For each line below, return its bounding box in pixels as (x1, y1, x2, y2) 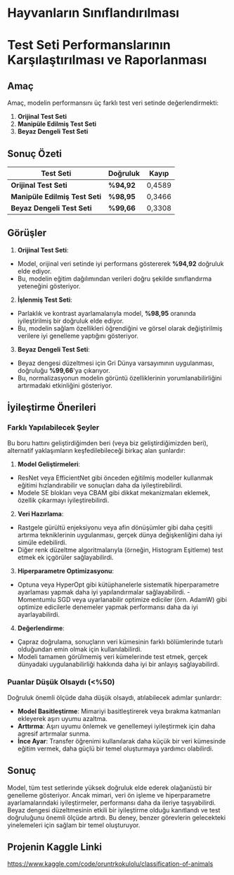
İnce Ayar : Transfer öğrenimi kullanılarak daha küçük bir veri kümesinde (17, 736, 226, 745)
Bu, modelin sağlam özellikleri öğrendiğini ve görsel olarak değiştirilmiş (17, 324, 223, 332)
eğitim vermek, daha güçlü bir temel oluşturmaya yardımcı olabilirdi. (17, 744, 214, 753)
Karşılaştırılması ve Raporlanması (7, 52, 207, 68)
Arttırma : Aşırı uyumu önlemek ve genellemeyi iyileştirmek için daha (17, 722, 216, 730)
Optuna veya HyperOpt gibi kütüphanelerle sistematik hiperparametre (17, 580, 219, 589)
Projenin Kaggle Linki (7, 841, 103, 852)
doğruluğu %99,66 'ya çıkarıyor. (17, 366, 110, 374)
